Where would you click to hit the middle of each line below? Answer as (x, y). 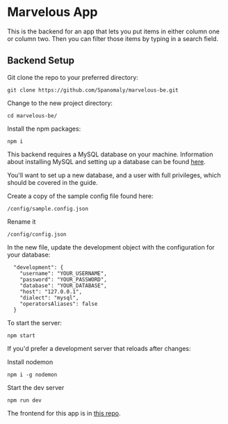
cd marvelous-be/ (32, 115)
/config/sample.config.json (48, 209)
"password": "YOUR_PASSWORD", (64, 279)
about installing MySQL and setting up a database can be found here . (107, 161)
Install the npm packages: (44, 129)
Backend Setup (41, 61)
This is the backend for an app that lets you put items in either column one (114, 31)
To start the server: (35, 323)
